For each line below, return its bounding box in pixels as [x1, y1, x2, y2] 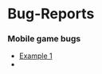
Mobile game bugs [7, 33, 81, 45]
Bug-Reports [7, 5, 95, 23]
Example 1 [18, 51, 53, 60]
